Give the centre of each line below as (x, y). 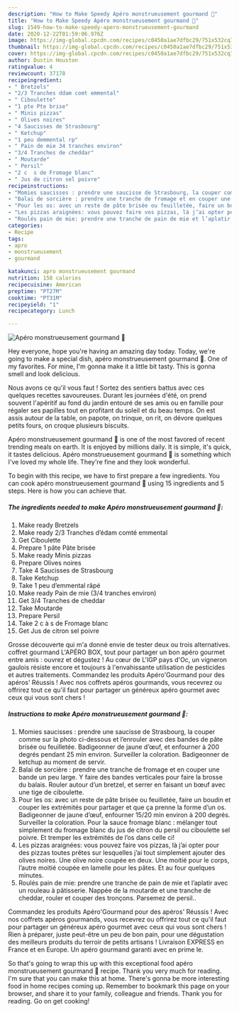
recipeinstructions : (39, 186)
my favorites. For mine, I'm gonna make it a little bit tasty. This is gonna (112, 366)
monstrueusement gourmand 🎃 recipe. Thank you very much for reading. (115, 971)
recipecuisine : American (45, 284)
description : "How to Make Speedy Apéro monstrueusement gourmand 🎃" (113, 14)
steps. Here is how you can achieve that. (67, 491)
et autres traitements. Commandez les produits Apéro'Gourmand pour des (117, 675)
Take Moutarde (40, 608)
